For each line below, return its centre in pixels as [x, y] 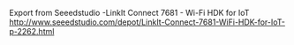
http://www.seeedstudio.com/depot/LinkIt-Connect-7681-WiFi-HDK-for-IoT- [147, 22]
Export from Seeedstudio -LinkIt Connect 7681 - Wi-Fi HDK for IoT [129, 13]
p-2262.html [32, 31]
